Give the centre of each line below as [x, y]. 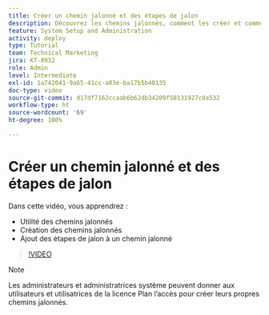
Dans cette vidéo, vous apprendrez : [68, 206]
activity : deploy [37, 38]
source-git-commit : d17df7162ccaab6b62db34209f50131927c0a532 [114, 98]
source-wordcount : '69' [48, 113]
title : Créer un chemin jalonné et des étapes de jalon [103, 16]
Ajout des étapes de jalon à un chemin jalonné [96, 238]
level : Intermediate [43, 75]
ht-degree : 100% [35, 120]
